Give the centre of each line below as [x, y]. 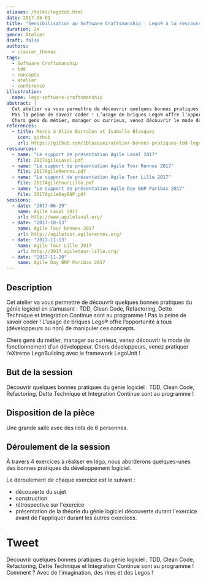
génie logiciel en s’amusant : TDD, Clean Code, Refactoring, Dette [89, 308]
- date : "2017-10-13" [40, 223]
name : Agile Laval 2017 [48, 211]
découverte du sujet [40, 492]
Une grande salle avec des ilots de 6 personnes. [67, 428]
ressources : [21, 149]
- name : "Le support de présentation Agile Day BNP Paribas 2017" [98, 189]
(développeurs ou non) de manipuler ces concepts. [71, 328]
